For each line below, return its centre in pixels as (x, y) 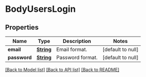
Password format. (77, 58)
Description (77, 41)
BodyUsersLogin (41, 9)
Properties (22, 27)
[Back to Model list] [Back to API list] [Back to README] (62, 70)
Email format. (72, 49)
